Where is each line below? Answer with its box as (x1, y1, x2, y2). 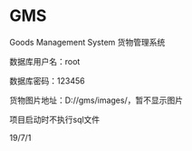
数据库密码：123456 (9, 75, 85, 86)
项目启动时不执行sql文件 (9, 114, 101, 125)
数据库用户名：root (9, 55, 81, 66)
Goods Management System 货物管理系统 (9, 36, 166, 47)
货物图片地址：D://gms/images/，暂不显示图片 (9, 95, 184, 106)
